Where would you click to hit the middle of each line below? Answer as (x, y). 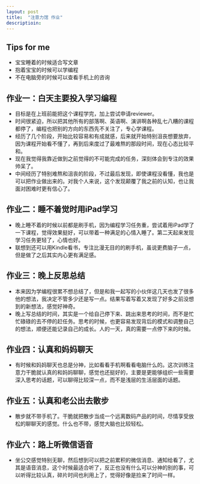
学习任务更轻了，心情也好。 (49, 240)
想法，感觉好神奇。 (55, 306)
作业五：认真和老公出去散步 (58, 400)
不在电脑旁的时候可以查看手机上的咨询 (62, 77)
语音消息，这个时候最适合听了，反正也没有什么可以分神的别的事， (107, 468)
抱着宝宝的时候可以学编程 (47, 70)
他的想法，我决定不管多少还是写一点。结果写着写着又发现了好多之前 (99, 299)
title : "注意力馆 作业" (35, 17)
